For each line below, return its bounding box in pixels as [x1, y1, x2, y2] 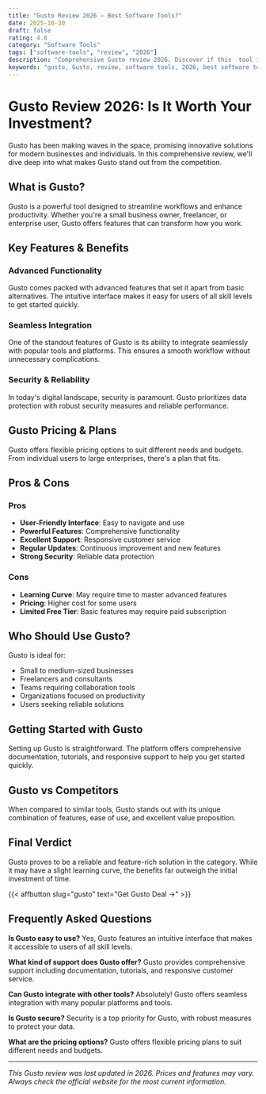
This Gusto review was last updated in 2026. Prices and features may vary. [8, 1068, 255, 1077]
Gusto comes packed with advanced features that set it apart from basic [8, 283, 245, 293]
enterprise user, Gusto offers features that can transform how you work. [8, 218, 243, 228]
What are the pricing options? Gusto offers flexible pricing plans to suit [8, 1037, 242, 1046]
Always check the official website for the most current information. [8, 1077, 227, 1086]
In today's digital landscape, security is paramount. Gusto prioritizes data [8, 392, 247, 401]
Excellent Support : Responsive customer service [19, 535, 180, 544]
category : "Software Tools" [8, 41, 101, 49]
